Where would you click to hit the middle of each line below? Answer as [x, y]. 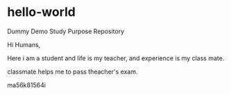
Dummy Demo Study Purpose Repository [66, 31]
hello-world [42, 12]
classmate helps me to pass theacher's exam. [72, 71]
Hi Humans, [24, 44]
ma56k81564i [27, 85]
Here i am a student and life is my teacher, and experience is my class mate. [116, 58]
